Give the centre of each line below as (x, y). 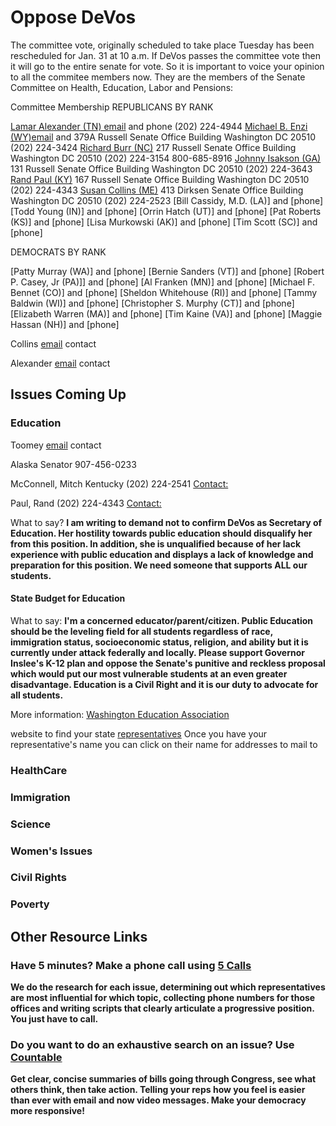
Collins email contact (53, 343)
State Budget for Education (68, 598)
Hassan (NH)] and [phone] (65, 324)
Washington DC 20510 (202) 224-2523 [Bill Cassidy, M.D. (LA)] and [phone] (167, 200)
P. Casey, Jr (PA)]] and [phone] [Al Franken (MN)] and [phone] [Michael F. (162, 282)
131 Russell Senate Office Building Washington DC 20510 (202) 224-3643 (161, 168)
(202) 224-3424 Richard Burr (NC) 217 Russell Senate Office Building (153, 147)
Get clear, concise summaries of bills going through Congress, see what (163, 1079)
